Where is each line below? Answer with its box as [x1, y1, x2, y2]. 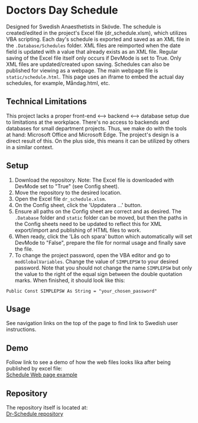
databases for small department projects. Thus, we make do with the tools [6, 124, 187, 132]
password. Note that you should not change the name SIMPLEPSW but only [14, 264, 192, 271]
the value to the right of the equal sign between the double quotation [14, 270, 183, 277]
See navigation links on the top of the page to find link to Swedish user [6, 320, 178, 327]
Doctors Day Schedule [6, 4, 118, 17]
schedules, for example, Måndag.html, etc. [6, 79, 111, 86]
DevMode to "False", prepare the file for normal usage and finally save [14, 239, 186, 246]
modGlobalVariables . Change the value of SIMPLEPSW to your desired [14, 258, 178, 265]
